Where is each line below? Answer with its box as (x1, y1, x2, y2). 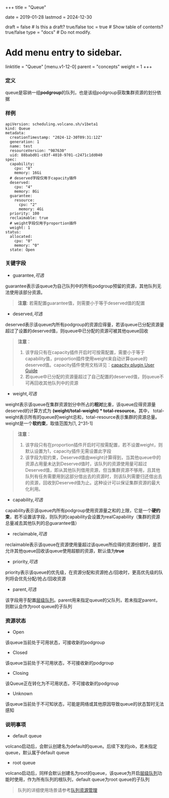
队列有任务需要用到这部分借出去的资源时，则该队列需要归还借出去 (25, 473, 162, 479)
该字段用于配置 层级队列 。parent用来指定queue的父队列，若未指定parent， (5, 597, 160, 603)
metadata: (5, 130, 26, 135)
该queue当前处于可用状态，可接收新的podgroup (5, 639, 105, 645)
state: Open (10, 247, 35, 252)
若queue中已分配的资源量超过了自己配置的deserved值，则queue (25, 373, 160, 379)
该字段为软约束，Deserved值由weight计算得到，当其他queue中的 (25, 454, 161, 460)
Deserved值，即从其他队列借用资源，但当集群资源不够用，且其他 (25, 467, 160, 473)
